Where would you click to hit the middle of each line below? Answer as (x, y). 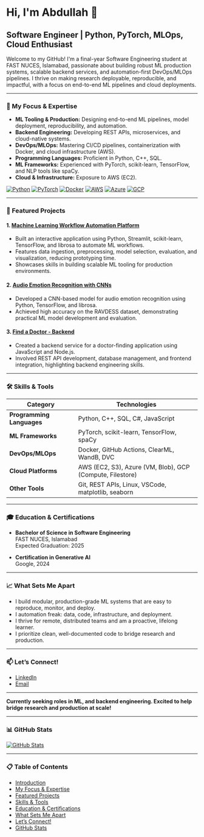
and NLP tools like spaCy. (47, 171)
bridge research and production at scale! (59, 708)
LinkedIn (26, 678)
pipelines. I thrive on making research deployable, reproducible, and (91, 78)
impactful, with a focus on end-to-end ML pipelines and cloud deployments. (101, 85)
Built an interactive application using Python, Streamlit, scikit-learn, (99, 239)
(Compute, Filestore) (108, 475)
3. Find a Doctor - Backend (40, 332)
